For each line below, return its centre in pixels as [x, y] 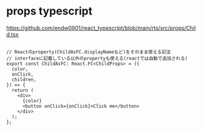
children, [24, 79]
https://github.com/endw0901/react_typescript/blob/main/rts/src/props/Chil [101, 28]
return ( [23, 90]
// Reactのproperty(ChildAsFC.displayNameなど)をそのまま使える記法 [89, 52]
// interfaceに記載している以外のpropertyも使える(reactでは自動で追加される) [97, 58]
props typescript [49, 11]
